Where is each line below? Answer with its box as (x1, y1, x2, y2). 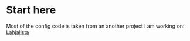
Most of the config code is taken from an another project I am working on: (6, 23, 185, 29)
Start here (6, 3, 56, 17)
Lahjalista (6, 28, 29, 35)
